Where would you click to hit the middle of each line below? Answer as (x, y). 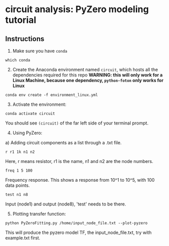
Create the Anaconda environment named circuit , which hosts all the (85, 70)
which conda (18, 60)
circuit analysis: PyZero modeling (77, 9)
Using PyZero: (27, 133)
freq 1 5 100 (19, 171)
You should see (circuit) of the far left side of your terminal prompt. (77, 123)
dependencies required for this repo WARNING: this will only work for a (88, 75)
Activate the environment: (39, 104)
